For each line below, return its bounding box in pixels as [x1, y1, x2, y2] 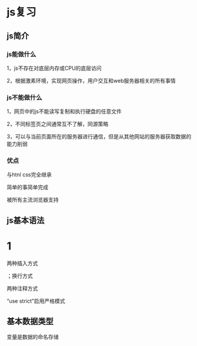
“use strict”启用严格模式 [7, 297, 66, 305]
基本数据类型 [7, 316, 54, 326]
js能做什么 [7, 50, 37, 58]
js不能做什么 [7, 93, 43, 101]
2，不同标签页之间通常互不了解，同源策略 [7, 121, 109, 128]
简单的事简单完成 [7, 184, 49, 191]
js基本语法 [7, 215, 45, 225]
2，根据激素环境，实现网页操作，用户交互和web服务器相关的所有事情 [7, 77, 176, 84]
